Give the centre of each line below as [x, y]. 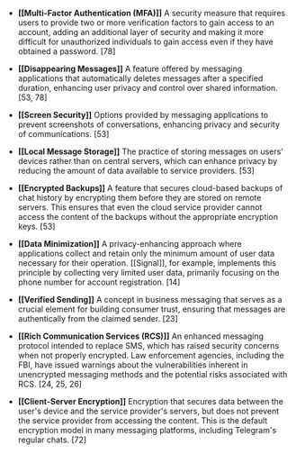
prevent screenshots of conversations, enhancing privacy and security [149, 124]
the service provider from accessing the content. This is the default [143, 421]
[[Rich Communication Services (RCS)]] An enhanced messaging [140, 336]
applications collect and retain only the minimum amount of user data [146, 253]
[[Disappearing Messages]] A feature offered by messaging [130, 68]
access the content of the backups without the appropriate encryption [148, 217]
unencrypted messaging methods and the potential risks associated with [152, 374]
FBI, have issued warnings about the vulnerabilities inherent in [133, 365]
